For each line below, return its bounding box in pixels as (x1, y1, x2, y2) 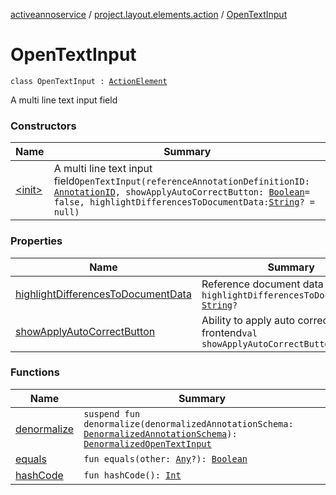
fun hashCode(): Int (83, 469, 182, 481)
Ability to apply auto (201, 313, 296, 327)
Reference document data (201, 277, 324, 291)
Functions (10, 365, 60, 379)
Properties (10, 234, 63, 248)
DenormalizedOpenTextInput (83, 438, 212, 449)
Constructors (10, 119, 77, 133)
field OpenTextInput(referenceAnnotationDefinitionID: (53, 174, 310, 188)
